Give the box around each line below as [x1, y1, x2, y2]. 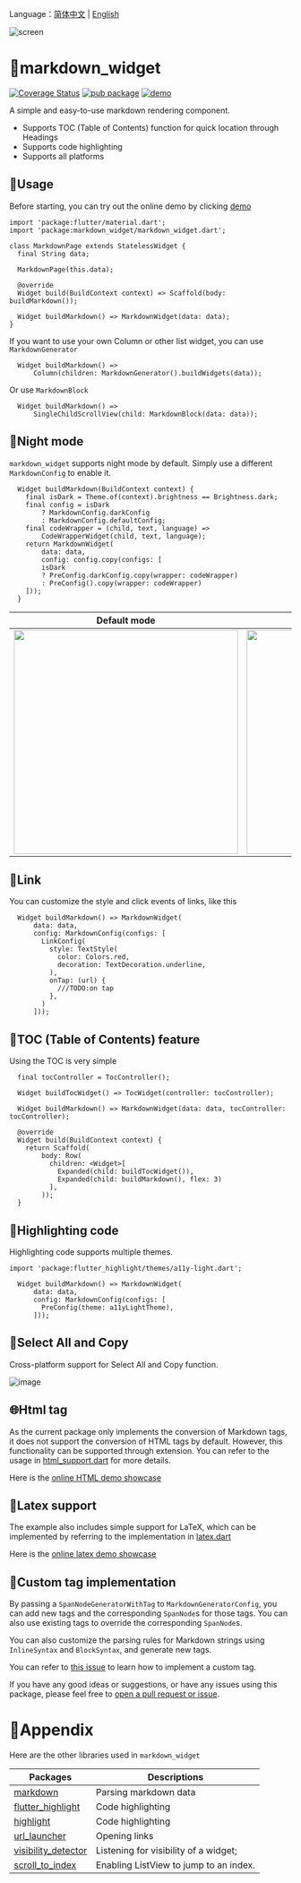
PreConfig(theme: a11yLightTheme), [41, 1303, 175, 1312]
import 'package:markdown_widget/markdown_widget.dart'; [9, 226, 227, 235]
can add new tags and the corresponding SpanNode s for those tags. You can [9, 1608, 288, 1619]
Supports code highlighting [21, 141, 123, 151]
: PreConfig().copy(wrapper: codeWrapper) [41, 578, 202, 588]
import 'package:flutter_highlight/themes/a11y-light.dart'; [9, 1264, 243, 1273]
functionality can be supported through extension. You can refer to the [9, 1445, 271, 1455]
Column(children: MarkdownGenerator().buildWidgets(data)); [32, 368, 262, 377]
